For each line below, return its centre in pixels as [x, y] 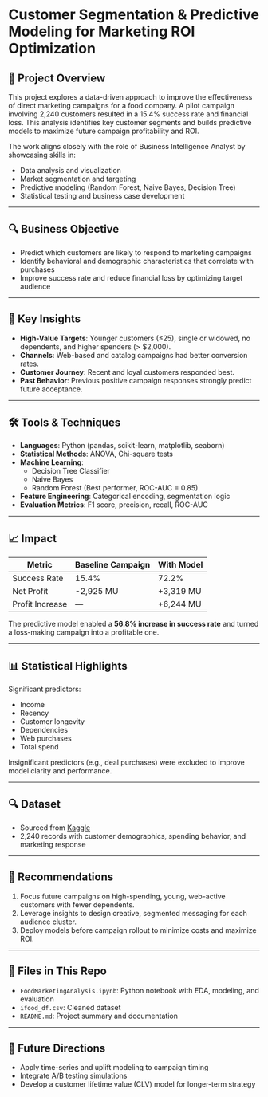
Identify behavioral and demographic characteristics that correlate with [136, 261]
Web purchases [45, 738]
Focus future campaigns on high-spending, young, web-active [122, 896]
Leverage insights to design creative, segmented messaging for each [133, 913]
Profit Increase [40, 604]
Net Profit [30, 592]
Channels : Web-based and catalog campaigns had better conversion [134, 355]
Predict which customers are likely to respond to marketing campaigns [136, 252]
